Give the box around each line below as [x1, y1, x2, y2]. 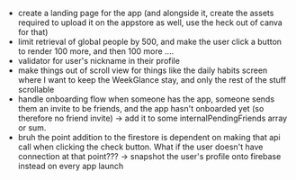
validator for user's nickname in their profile [17, 56, 180, 66]
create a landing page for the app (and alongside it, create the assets [17, 8, 274, 18]
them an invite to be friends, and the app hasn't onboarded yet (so [17, 103, 265, 113]
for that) [17, 27, 49, 37]
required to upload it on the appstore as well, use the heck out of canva [17, 17, 283, 28]
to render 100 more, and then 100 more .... [17, 46, 175, 57]
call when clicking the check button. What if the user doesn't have [17, 141, 264, 152]
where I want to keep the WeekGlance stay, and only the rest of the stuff [17, 75, 286, 85]
